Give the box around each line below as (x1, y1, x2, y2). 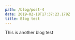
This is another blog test (5, 30, 53, 36)
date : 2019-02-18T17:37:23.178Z (5, 12, 70, 17)
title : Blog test (5, 16, 40, 21)
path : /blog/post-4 (5, 7, 45, 12)
